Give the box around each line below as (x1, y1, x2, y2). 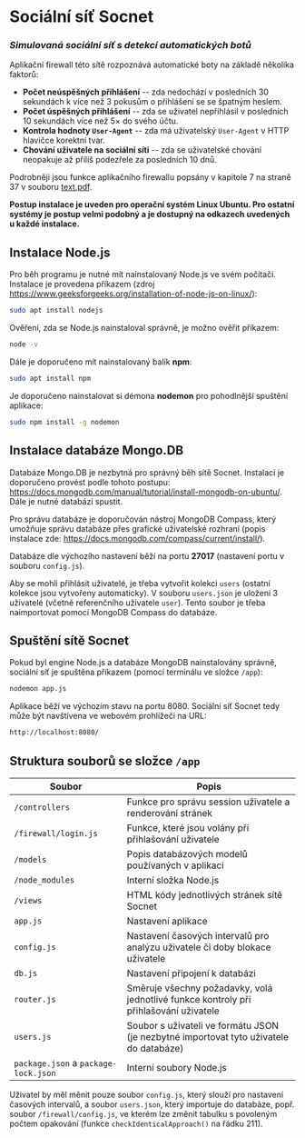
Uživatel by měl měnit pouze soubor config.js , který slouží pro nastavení (9, 1089, 284, 1100)
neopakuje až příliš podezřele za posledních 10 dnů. (22, 155, 218, 165)
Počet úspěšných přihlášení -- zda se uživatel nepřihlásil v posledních (22, 106, 289, 117)
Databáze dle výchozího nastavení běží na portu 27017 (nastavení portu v (9, 550, 285, 561)
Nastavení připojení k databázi (126, 966, 256, 979)
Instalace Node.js (9, 245, 111, 260)
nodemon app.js (9, 684, 67, 694)
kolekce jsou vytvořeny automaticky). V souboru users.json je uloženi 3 (9, 587, 279, 598)
